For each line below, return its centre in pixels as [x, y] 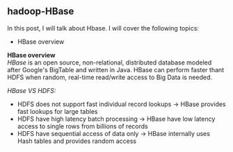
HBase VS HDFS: [32, 90]
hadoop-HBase [41, 11]
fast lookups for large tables [57, 111]
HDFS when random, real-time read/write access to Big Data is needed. [110, 77]
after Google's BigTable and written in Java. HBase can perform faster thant [116, 69]
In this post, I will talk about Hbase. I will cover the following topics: [103, 28]
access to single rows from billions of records [82, 126]
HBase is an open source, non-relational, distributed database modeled [110, 62]
